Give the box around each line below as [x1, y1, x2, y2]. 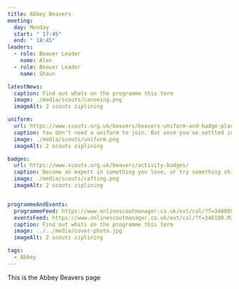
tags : [7, 247, 23, 254]
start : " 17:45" [14, 30, 62, 38]
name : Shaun [20, 70, 55, 77]
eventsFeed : [14, 214, 50, 221]
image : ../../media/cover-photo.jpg [14, 228, 122, 235]
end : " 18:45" [14, 37, 55, 44]
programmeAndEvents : [7, 201, 69, 208]
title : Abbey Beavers [7, 10, 72, 18]
